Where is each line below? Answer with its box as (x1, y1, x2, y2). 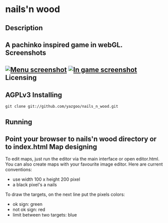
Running (5, 117, 33, 126)
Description (5, 24, 43, 32)
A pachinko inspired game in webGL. (5, 40, 123, 49)
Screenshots (5, 48, 46, 57)
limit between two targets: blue (12, 212, 77, 218)
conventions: (5, 167, 32, 173)
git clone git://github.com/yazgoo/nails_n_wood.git (5, 104, 119, 109)
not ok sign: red (12, 206, 45, 212)
